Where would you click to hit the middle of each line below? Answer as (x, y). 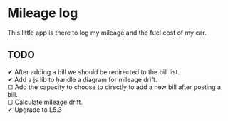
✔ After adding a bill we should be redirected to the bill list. (94, 71)
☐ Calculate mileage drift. (45, 102)
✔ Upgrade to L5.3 (35, 109)
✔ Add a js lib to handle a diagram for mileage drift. (82, 79)
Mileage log (43, 13)
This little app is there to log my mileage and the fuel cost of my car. (107, 33)
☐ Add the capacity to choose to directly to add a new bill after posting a (114, 87)
